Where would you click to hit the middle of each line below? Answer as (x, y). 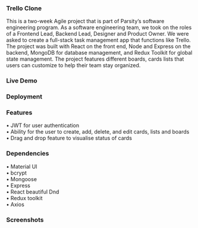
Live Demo (22, 81)
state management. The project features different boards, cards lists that (95, 59)
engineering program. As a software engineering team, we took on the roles (99, 27)
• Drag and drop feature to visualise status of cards (69, 138)
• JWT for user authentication (43, 125)
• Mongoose (22, 179)
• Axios (15, 204)
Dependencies (28, 154)
